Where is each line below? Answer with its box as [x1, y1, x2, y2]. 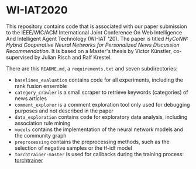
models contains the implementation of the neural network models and [14, 126, 183, 133]
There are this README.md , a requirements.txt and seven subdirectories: [6, 65, 178, 72]
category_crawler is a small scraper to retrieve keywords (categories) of [14, 89, 188, 96]
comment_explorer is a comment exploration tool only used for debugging [14, 101, 190, 108]
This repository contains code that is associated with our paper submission [6, 23, 187, 30]
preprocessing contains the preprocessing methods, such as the [14, 138, 170, 145]
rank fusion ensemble [14, 82, 67, 89]
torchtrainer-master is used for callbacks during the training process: [14, 150, 184, 157]
